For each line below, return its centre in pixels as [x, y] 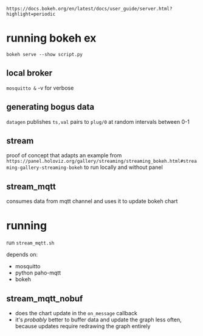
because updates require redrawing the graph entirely [83, 326]
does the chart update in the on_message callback [76, 313]
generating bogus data [50, 107]
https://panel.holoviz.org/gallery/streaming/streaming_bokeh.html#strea [102, 162]
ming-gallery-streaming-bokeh [45, 168]
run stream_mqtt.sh [30, 243]
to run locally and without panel [123, 167]
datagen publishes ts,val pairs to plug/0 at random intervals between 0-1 [98, 121]
